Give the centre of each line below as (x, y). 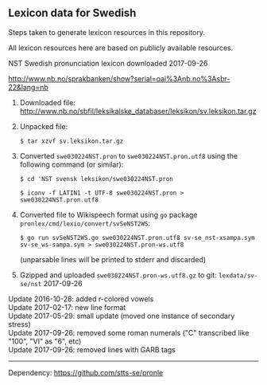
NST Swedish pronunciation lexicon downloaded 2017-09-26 (108, 63)
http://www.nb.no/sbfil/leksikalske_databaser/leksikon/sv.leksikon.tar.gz (138, 111)
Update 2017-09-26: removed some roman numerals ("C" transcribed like (129, 332)
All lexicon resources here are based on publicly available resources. (121, 48)
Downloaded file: (47, 102)
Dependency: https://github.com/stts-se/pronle (86, 372)
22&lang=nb (29, 87)
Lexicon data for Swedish (72, 13)
